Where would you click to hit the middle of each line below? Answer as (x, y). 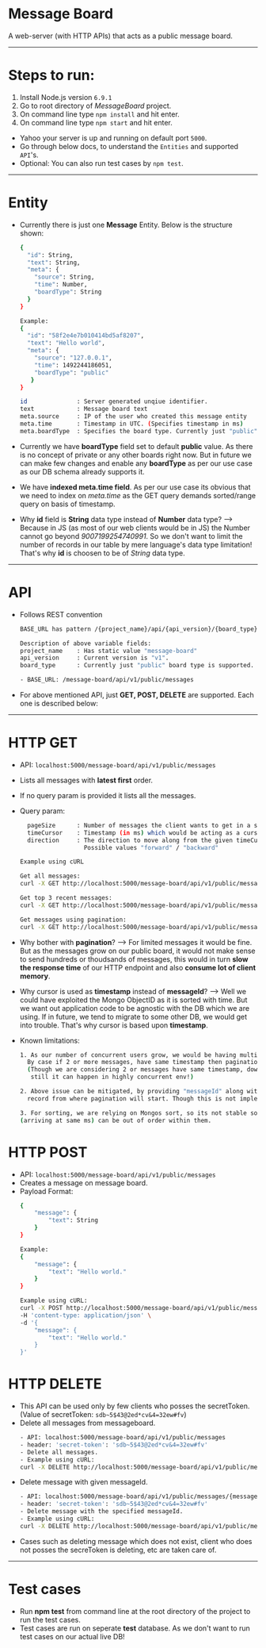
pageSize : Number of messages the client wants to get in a (139, 825)
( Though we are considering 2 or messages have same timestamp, (135, 1070)
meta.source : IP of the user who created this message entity (133, 417)
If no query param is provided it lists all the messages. (108, 795)
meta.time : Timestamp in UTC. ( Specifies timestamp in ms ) (131, 424)
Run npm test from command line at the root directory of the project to (135, 1611)
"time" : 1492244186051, (73, 365)
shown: (32, 233)
